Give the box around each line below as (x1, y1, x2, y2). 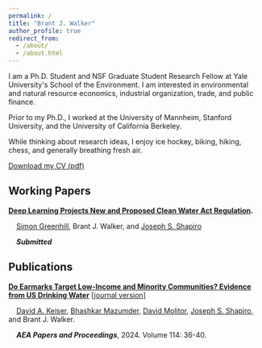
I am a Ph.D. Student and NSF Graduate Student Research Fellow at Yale (8, 72, 248, 81)
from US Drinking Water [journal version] (8, 290, 147, 300)
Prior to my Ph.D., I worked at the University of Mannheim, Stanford (8, 113, 232, 122)
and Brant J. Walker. (8, 314, 75, 324)
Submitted (15, 237, 52, 246)
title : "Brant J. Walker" (8, 19, 95, 27)
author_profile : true (8, 27, 81, 35)
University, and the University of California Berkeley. (8, 122, 182, 130)
